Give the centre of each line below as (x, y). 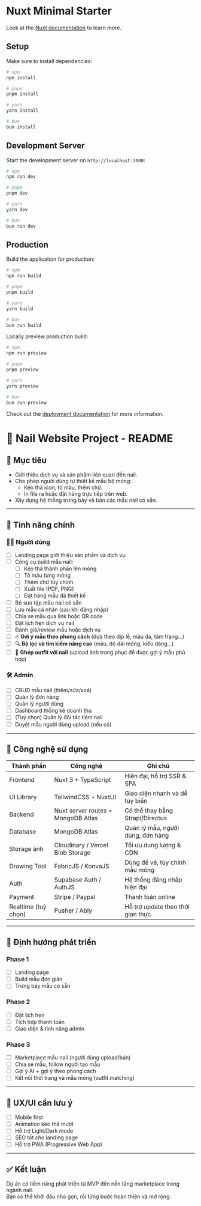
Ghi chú (158, 766)
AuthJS (64, 888)
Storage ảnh (26, 849)
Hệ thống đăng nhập (153, 880)
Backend (22, 814)
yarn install (22, 111)
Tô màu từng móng (47, 576)
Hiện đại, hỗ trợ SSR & (156, 776)
